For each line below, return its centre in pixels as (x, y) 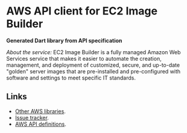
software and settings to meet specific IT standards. (71, 78)
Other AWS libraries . (40, 111)
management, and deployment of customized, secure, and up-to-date (93, 65)
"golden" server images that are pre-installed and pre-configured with (93, 71)
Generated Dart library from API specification (64, 40)
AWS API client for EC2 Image (82, 11)
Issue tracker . (32, 117)
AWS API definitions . (40, 124)
